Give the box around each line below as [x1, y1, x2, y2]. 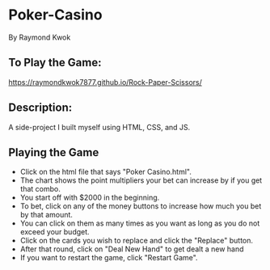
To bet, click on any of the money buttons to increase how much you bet [19, 201, 262, 211]
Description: [8, 101, 73, 115]
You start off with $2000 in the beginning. [19, 192, 160, 203]
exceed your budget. [19, 227, 91, 237]
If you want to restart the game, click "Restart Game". [19, 253, 198, 263]
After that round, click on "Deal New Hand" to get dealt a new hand [19, 244, 244, 254]
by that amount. [19, 210, 73, 220]
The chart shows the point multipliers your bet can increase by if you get [19, 175, 263, 185]
